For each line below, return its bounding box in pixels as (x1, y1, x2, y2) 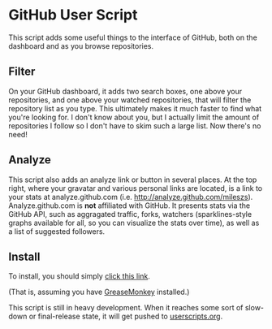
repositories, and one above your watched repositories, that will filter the (8, 95, 252, 105)
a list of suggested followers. (8, 226, 106, 236)
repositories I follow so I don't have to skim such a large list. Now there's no (8, 120, 261, 131)
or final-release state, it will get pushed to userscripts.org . (28, 311, 223, 322)
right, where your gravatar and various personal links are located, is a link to (8, 183, 262, 193)
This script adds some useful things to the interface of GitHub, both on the (8, 32, 257, 42)
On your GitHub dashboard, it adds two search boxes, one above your (8, 86, 243, 96)
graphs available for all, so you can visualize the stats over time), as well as (8, 218, 260, 227)
